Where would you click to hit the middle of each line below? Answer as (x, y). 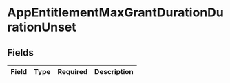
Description (114, 72)
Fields (21, 52)
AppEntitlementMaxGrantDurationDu (115, 13)
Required (73, 72)
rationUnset (42, 27)
